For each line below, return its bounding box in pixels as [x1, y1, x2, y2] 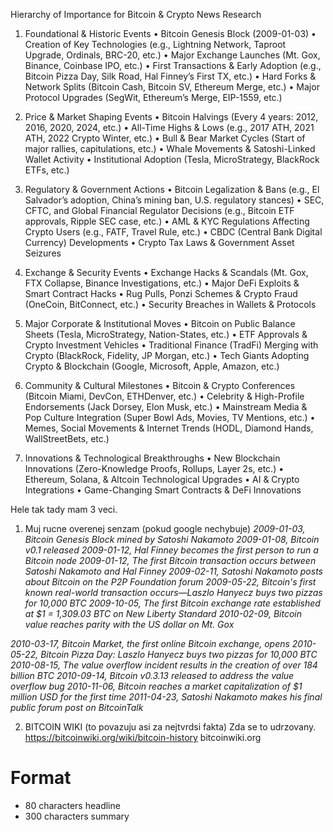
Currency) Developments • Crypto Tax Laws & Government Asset [24, 237, 295, 248]
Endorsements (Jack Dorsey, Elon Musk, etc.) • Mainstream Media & [24, 401, 308, 413]
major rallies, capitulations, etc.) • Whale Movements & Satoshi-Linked [24, 143, 316, 154]
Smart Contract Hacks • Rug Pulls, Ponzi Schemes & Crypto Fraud [24, 288, 298, 299]
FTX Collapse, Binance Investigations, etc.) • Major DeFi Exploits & [24, 277, 300, 289]
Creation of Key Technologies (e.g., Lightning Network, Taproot [24, 39, 287, 50]
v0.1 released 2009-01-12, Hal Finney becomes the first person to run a [24, 544, 319, 556]
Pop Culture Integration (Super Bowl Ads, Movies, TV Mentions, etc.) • [24, 412, 316, 423]
